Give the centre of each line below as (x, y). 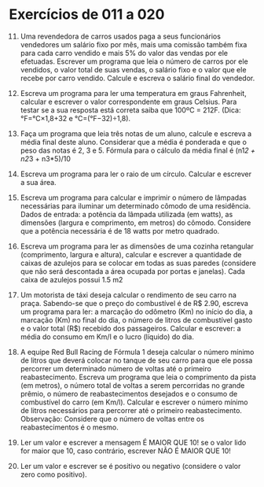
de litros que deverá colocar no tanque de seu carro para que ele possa (136, 360)
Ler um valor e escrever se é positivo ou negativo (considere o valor (130, 466)
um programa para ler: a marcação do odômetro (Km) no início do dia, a (137, 312)
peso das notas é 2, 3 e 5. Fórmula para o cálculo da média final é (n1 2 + (138, 150)
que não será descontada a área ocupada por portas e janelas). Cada (133, 271)
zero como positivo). (53, 474)
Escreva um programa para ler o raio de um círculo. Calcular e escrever (136, 174)
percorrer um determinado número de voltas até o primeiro (115, 368)
